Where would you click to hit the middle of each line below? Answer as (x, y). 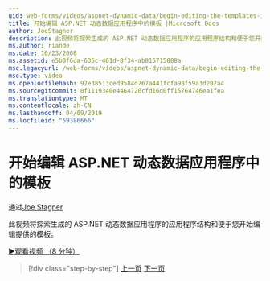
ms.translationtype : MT (48, 98)
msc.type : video (35, 76)
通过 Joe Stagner (36, 207)
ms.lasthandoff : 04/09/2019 (55, 114)
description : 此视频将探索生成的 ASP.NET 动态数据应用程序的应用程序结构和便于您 (132, 38)
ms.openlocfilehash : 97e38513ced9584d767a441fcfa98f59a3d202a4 (117, 83)
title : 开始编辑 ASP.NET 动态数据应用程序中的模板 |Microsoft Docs (114, 23)
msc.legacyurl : (34, 68)
